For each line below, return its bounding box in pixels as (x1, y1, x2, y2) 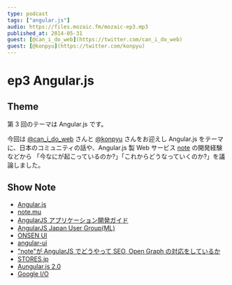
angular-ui (17, 238, 48, 247)
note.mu (17, 207, 42, 216)
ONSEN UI (17, 231, 48, 240)
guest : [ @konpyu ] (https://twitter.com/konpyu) (7, 43, 145, 50)
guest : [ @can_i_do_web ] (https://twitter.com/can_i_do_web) (7, 36, 183, 43)
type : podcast (7, 10, 49, 17)
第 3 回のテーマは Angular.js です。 (7, 120, 108, 128)
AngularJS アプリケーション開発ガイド (17, 216, 129, 224)
